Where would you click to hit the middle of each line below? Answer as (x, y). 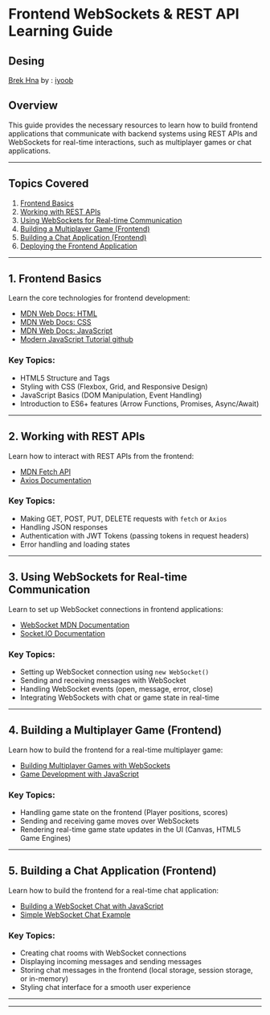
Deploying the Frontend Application (79, 246)
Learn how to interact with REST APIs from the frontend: (101, 456)
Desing (27, 61)
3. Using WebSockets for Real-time (98, 577)
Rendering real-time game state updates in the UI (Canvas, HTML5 (130, 830)
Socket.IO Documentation (63, 633)
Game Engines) (45, 838)
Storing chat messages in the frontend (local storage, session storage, (136, 970)
